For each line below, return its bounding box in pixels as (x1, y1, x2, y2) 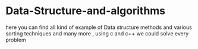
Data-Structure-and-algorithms (5, 4, 166, 18)
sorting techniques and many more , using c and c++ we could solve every (5, 30, 189, 37)
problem (5, 36, 26, 43)
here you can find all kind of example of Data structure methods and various (5, 24, 193, 31)
